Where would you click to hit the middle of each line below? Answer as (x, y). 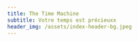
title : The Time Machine (43, 14)
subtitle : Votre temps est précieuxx (62, 20)
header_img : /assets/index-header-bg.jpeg (69, 26)
